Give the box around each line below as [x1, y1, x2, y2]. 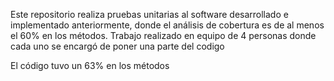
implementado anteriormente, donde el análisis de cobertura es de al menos [10, 19, 325, 31]
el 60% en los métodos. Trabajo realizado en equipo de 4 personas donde [10, 30, 317, 41]
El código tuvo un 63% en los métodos [10, 60, 170, 71]
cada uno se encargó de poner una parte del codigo [10, 40, 225, 52]
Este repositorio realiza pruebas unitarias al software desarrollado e [10, 9, 289, 20]
